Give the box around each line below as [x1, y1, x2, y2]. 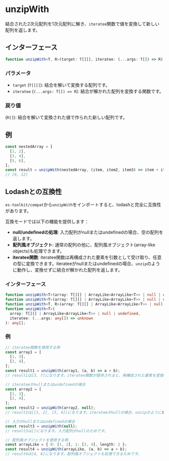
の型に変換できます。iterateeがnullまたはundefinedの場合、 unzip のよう [12, 260, 160, 267]
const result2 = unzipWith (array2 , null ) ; [5, 405, 96, 410]
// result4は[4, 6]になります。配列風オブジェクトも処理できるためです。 [5, 451, 142, 456]
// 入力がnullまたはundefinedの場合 [5, 419, 75, 424]
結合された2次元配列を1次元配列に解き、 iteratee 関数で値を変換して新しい [5, 21, 160, 27]
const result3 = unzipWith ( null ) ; [5, 423, 78, 429]
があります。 [5, 207, 32, 214]
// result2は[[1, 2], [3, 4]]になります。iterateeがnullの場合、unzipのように [5, 410, 162, 415]
